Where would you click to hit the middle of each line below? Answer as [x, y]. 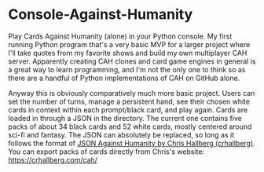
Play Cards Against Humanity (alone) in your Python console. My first [120, 36]
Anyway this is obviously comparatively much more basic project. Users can [132, 93]
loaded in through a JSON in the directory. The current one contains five [125, 118]
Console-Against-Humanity [101, 15]
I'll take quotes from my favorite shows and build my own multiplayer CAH [128, 53]
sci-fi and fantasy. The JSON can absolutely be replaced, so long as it [121, 134]
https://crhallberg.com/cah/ [53, 159]
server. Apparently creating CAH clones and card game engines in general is [132, 61]
